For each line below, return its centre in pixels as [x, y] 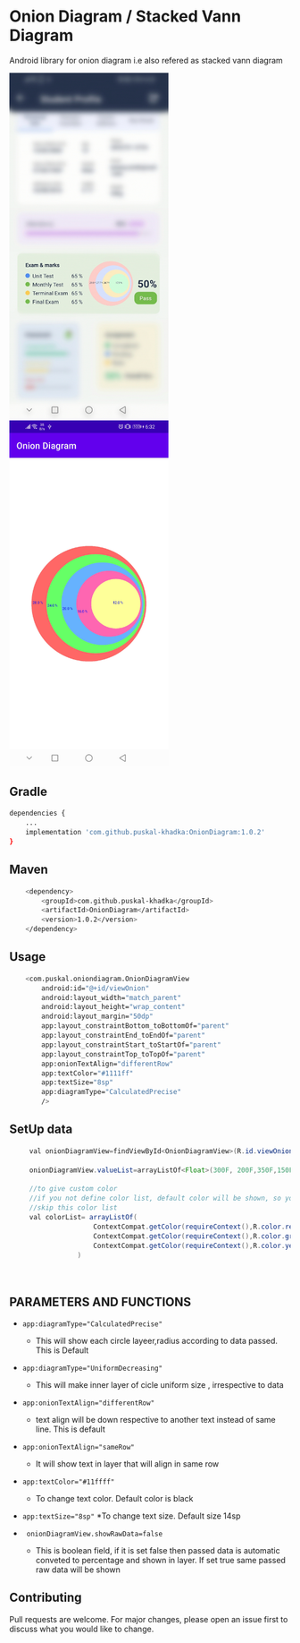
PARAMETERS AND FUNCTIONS [100, 1301]
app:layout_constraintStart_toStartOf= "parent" [131, 1045]
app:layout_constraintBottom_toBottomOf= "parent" [135, 1026]
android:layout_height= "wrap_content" [113, 1007]
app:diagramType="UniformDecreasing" [92, 1368]
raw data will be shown [78, 1570]
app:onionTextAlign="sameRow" [79, 1447]
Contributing [46, 1598]
